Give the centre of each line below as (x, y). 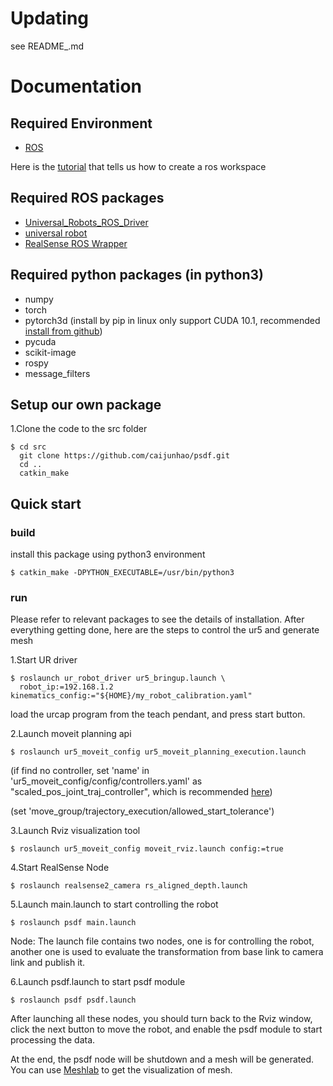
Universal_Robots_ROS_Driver (86, 222)
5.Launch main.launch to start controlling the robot (114, 904)
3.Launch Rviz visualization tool (75, 831)
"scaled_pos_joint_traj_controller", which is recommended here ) (141, 792)
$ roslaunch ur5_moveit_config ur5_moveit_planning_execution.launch (158, 752)
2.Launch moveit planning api (71, 734)
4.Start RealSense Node (60, 868)
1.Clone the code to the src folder (79, 429)
